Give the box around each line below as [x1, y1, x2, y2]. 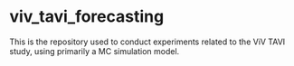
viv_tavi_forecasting [9, 6, 165, 27]
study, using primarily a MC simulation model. [9, 45, 180, 56]
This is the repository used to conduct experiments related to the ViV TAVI [9, 36, 286, 47]
